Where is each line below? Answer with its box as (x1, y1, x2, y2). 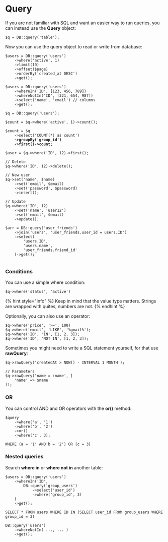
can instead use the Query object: (5, 25, 76, 31)
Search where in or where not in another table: (5, 464, 103, 470)
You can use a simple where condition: (5, 279, 86, 285)
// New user (5, 172, 30, 177)
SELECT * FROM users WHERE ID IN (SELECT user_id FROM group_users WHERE (5, 510, 163, 515)
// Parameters (5, 369, 35, 374)
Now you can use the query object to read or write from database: (5, 43, 142, 49)
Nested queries (5, 453, 44, 460)
